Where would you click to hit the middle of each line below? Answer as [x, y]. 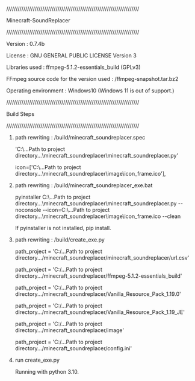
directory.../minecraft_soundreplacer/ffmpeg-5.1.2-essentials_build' [98, 276]
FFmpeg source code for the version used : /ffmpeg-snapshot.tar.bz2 [92, 79]
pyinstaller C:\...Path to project [53, 197]
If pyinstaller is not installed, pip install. [63, 228]
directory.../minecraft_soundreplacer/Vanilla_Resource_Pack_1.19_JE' [100, 312]
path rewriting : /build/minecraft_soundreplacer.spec [80, 137]
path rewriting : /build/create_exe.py [60, 240]
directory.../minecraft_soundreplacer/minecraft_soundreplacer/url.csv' [102, 258]
